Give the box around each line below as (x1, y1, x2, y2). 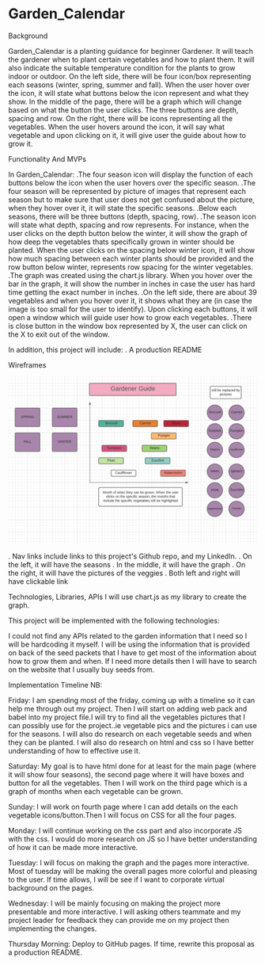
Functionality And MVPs (8, 154, 87, 163)
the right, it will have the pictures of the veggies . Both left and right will (8, 568, 240, 578)
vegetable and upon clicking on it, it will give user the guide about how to (8, 130, 247, 139)
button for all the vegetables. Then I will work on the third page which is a (8, 778, 248, 788)
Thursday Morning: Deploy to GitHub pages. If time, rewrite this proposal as (8, 939, 255, 948)
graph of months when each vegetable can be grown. (8, 786, 184, 796)
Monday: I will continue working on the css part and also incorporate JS (8, 826, 243, 835)
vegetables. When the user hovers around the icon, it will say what (8, 122, 225, 132)
